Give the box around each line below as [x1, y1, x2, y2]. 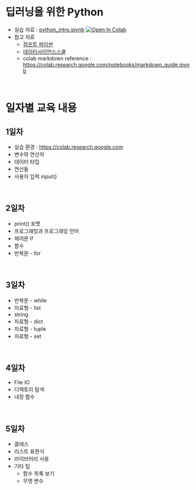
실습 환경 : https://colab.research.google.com [14, 143, 124, 151]
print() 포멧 [14, 220, 41, 227]
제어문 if [14, 234, 34, 242]
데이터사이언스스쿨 [22, 48, 66, 55]
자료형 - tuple [14, 325, 46, 332]
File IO [14, 379, 30, 386]
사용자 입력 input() [14, 172, 57, 180]
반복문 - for [14, 249, 41, 257]
